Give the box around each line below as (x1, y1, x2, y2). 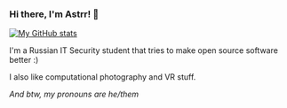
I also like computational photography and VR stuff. (9, 72, 196, 82)
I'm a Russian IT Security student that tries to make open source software (9, 45, 278, 56)
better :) (9, 55, 39, 66)
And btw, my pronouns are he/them (9, 89, 140, 100)
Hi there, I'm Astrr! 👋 (9, 8, 100, 20)
